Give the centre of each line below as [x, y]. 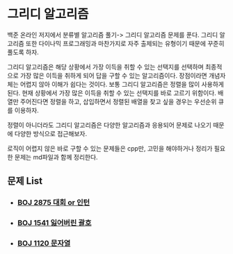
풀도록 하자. [23, 52]
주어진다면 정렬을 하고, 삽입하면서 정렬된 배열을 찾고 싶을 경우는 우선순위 [118, 101]
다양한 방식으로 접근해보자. [51, 133]
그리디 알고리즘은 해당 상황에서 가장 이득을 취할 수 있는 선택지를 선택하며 [105, 67]
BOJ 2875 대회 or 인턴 [54, 203]
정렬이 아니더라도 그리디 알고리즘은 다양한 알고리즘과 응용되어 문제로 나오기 [110, 125]
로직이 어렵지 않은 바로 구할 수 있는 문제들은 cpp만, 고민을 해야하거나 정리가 [110, 148]
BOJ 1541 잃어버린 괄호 [54, 223]
